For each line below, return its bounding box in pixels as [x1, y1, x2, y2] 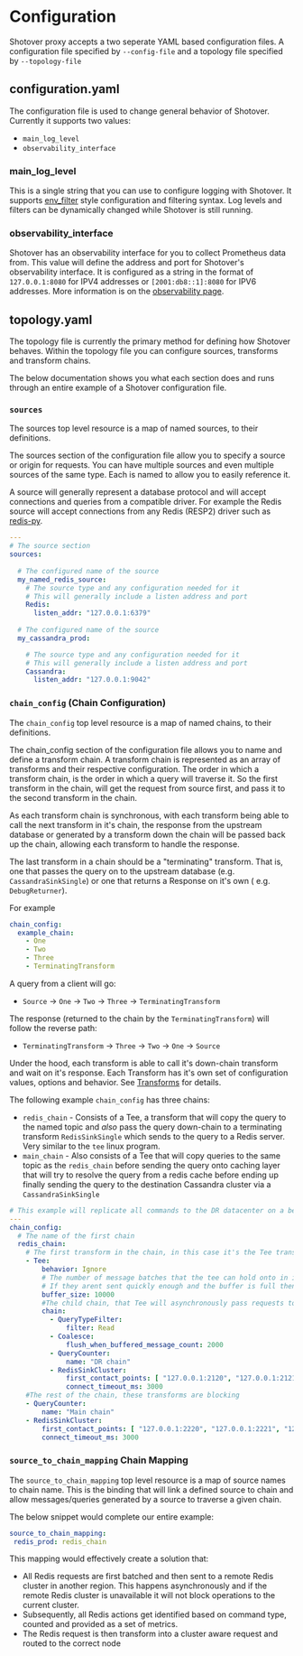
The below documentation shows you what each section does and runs [9, 373, 275, 384]
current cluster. [22, 1600, 79, 1611]
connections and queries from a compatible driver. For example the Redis [9, 497, 282, 507]
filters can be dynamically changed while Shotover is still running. [9, 205, 253, 216]
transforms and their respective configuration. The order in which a [9, 763, 260, 774]
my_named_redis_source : [17, 575, 106, 584]
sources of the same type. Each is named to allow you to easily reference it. [9, 470, 291, 480]
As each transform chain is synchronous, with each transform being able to [9, 810, 289, 821]
